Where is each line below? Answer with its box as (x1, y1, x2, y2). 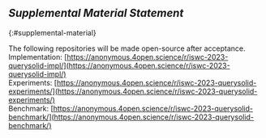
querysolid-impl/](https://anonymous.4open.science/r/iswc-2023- (8, 61, 230, 70)
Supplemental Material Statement (8, 6, 184, 20)
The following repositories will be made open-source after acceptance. (8, 44, 246, 53)
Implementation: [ (8, 52, 67, 61)
